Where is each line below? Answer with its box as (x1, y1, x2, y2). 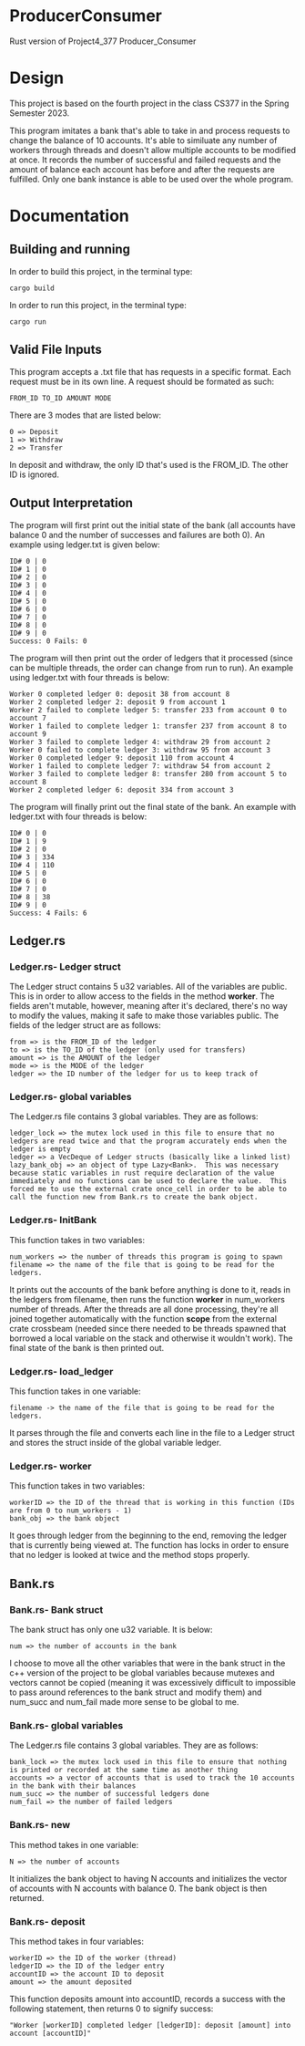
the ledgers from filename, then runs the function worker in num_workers (9, 1293, 285, 1304)
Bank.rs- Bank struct (9, 1603, 104, 1615)
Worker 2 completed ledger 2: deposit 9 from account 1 (9, 697, 226, 707)
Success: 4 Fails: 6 (9, 909, 88, 918)
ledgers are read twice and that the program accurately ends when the (9, 1137, 287, 1146)
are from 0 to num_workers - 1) (9, 1506, 132, 1515)
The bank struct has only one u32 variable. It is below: (9, 1625, 213, 1636)
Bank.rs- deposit (9, 1915, 86, 1927)
